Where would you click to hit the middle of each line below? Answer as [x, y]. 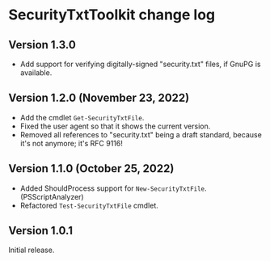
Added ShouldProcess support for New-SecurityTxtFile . [114, 188]
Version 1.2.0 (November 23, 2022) [99, 98]
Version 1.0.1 [41, 231]
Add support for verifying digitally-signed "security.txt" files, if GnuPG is [140, 64]
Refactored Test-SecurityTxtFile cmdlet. [89, 205]
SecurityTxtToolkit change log [112, 15]
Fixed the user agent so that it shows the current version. [115, 126]
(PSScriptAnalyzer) [52, 196]
